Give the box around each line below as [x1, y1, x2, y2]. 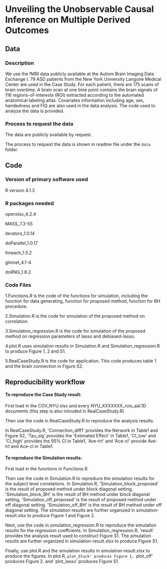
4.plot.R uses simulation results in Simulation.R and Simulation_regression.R [5, 343, 160, 349]
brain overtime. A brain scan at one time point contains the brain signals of [5, 86, 158, 93]
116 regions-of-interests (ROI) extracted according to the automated [5, 92, 144, 98]
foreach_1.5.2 [5, 250, 32, 256]
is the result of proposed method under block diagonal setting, [5, 486, 133, 492]
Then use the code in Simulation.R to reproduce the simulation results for [5, 475, 155, 482]
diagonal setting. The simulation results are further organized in [5, 507, 135, 513]
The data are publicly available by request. [5, 132, 92, 138]
